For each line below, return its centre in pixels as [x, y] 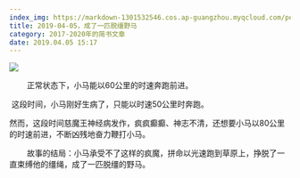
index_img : [29, 17]
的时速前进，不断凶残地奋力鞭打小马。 [79, 134]
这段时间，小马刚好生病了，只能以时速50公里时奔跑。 [110, 104]
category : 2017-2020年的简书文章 [67, 34]
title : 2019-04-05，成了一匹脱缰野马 [73, 26]
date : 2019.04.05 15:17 [54, 42]
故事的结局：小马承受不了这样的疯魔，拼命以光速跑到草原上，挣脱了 [152, 153]
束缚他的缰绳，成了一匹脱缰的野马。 [83, 165]
